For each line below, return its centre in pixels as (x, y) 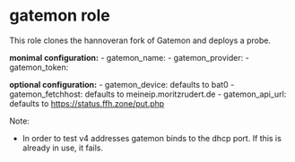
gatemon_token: (39, 67)
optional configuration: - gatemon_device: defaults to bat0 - (122, 84)
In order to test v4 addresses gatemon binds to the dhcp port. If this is (152, 138)
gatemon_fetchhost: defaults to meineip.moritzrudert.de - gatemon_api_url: (148, 94)
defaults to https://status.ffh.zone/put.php (87, 103)
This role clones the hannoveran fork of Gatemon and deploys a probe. (140, 40)
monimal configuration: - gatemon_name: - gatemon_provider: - (129, 57)
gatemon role (60, 16)
